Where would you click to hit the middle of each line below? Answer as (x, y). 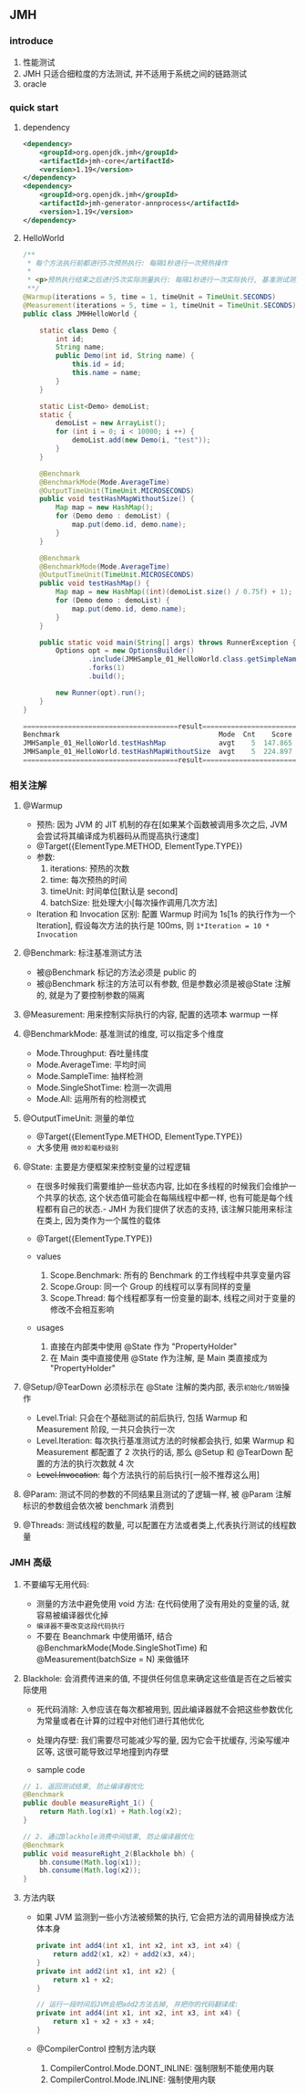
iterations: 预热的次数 (90, 869)
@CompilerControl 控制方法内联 (96, 2048)
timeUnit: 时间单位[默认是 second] (114, 891)
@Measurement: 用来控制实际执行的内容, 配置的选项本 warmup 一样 (151, 1015)
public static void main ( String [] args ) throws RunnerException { (168, 643)
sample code (61, 1769)
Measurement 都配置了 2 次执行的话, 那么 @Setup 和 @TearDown (159, 1452)
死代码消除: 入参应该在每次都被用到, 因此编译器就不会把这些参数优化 (164, 1709)
